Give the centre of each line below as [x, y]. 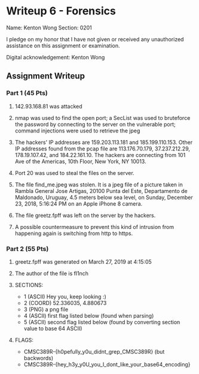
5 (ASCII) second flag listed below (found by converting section [102, 322]
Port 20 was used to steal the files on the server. [74, 173]
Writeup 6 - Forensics [61, 11]
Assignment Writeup [46, 76]
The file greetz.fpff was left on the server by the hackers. [85, 215]
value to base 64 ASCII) [53, 328]
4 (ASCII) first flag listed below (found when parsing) [89, 315]
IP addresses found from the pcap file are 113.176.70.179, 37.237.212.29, [102, 149]
